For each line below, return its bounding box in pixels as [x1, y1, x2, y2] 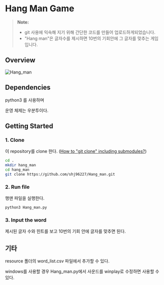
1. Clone [5, 136, 25, 143]
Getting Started [5, 122, 54, 130]
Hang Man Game [5, 3, 75, 14]
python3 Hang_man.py [5, 205, 48, 210]
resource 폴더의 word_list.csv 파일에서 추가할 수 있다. [5, 258, 109, 264]
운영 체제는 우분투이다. [5, 107, 49, 113]
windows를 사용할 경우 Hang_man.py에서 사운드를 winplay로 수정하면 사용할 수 [5, 268, 160, 275]
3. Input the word [5, 216, 47, 223]
